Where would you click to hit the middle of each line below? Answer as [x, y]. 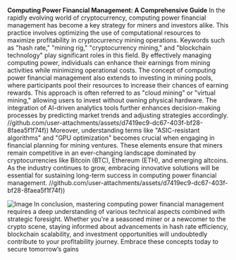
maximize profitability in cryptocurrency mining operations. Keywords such [116, 40]
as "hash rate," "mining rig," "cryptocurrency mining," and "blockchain [109, 48]
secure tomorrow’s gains [43, 249]
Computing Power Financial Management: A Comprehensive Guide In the [116, 10]
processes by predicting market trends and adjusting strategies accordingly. [118, 115]
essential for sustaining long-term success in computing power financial [112, 175]
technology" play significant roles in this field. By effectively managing [109, 55]
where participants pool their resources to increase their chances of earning [118, 85]
